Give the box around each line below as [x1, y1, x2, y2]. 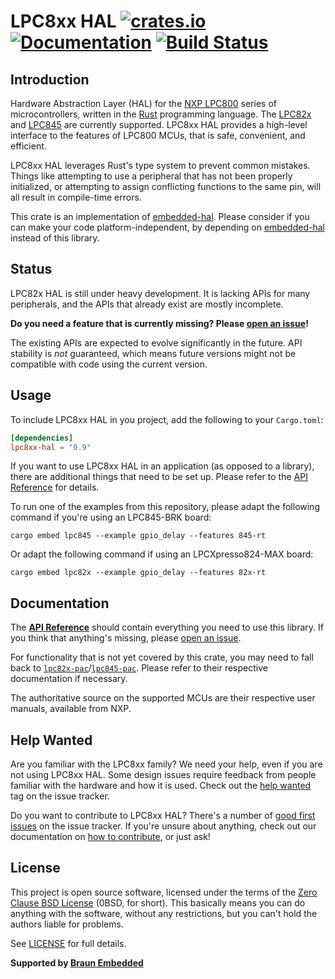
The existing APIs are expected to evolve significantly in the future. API [10, 336, 303, 349]
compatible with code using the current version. [10, 358, 208, 370]
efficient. [10, 140, 47, 152]
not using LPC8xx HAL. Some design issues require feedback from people [10, 769, 317, 780]
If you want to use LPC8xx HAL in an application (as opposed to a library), [10, 460, 315, 472]
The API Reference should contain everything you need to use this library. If [10, 621, 324, 634]
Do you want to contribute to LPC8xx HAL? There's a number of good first [10, 810, 316, 821]
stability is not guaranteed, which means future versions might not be [10, 347, 297, 359]
